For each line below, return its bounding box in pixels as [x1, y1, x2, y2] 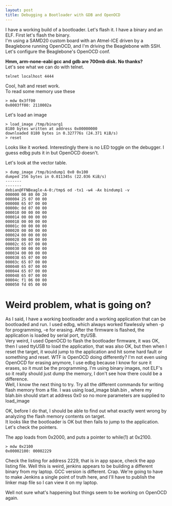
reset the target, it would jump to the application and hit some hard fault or [5, 349, 163, 355]
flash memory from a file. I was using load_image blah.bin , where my [5, 387, 152, 393]
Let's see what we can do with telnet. [5, 64, 85, 70]
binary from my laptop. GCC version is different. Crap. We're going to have [5, 468, 163, 475]
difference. [5, 376, 29, 382]
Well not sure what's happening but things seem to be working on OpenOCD [5, 490, 167, 496]
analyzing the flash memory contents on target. [5, 413, 106, 420]
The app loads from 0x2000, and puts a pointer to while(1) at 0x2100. [5, 434, 152, 440]
